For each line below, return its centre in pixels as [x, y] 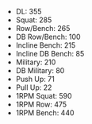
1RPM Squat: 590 [44, 96]
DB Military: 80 [40, 70]
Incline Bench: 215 [46, 45]
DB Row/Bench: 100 [48, 37]
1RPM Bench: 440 [45, 113]
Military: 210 [36, 62]
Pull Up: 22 [34, 87]
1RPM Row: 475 [41, 104]
